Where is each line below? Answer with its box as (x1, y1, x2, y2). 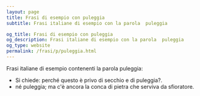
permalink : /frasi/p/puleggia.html (6, 48, 97, 55)
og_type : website (6, 43, 51, 49)
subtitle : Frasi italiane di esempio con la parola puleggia (6, 20, 168, 26)
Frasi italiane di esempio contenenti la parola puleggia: (6, 64, 143, 72)
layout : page (6, 9, 40, 15)
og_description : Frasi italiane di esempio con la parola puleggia (6, 37, 184, 43)
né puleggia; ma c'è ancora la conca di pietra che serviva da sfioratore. (15, 83, 195, 90)
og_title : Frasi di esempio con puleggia (6, 31, 113, 37)
